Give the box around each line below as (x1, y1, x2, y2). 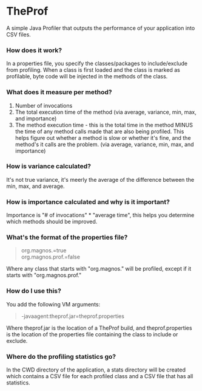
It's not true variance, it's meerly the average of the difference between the (6, 176, 195, 183)
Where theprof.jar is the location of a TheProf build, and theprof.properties (6, 324, 192, 331)
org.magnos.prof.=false (21, 254, 81, 261)
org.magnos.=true (21, 247, 67, 254)
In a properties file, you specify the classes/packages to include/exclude (6, 60, 188, 67)
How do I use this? (6, 287, 62, 296)
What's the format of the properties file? (6, 233, 128, 241)
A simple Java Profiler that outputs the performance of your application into (6, 24, 195, 32)
